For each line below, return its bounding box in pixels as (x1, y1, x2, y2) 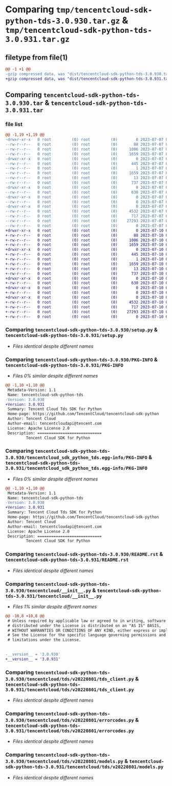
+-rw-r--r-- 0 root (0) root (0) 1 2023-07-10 (5, 257, 164, 262)
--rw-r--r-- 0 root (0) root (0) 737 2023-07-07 (5, 180, 164, 186)
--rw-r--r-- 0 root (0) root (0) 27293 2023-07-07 (5, 219, 164, 224)
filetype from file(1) (5, 53, 68, 62)
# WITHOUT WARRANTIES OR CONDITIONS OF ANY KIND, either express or (7, 628, 157, 633)
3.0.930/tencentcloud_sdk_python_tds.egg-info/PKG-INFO (5, 455, 147, 461)
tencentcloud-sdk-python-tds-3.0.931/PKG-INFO (5, 362, 124, 368)
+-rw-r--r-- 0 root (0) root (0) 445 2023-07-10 (5, 252, 164, 257)
